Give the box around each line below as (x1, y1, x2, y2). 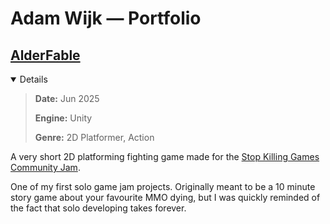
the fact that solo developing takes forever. (10, 202, 187, 214)
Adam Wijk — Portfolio (10, 7, 202, 30)
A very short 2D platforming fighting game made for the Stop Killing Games (10, 151, 320, 162)
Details (19, 73, 48, 85)
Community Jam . (10, 162, 81, 173)
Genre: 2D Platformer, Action (34, 132, 155, 143)
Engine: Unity (34, 112, 93, 124)
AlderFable (10, 47, 81, 64)
